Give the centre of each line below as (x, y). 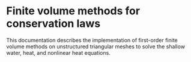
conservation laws (53, 24)
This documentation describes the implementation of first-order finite (92, 40)
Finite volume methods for (73, 11)
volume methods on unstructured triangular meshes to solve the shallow (95, 46)
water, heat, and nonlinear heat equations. (59, 52)
